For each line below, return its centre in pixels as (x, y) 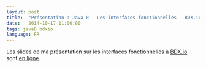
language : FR (23, 35)
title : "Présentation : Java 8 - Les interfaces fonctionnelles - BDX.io (104, 18)
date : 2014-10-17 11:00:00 (44, 23)
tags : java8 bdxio (30, 29)
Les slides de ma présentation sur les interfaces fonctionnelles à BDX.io (97, 52)
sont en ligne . (24, 58)
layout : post (23, 12)
